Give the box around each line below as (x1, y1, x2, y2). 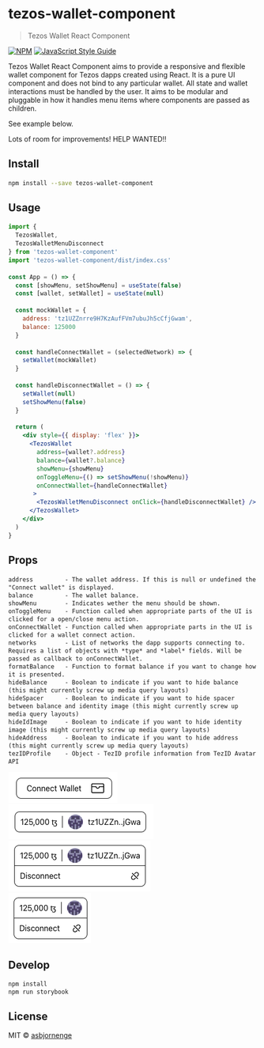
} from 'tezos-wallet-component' (8, 248, 119, 256)
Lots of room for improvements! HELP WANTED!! (8, 134, 168, 143)
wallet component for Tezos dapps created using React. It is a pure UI (8, 70, 236, 79)
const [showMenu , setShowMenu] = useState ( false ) (15, 282, 182, 289)
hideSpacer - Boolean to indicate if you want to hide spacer (8, 694, 236, 702)
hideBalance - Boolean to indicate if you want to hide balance (8, 678, 239, 687)
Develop (8, 958, 50, 971)
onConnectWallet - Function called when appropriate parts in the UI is (8, 622, 253, 631)
